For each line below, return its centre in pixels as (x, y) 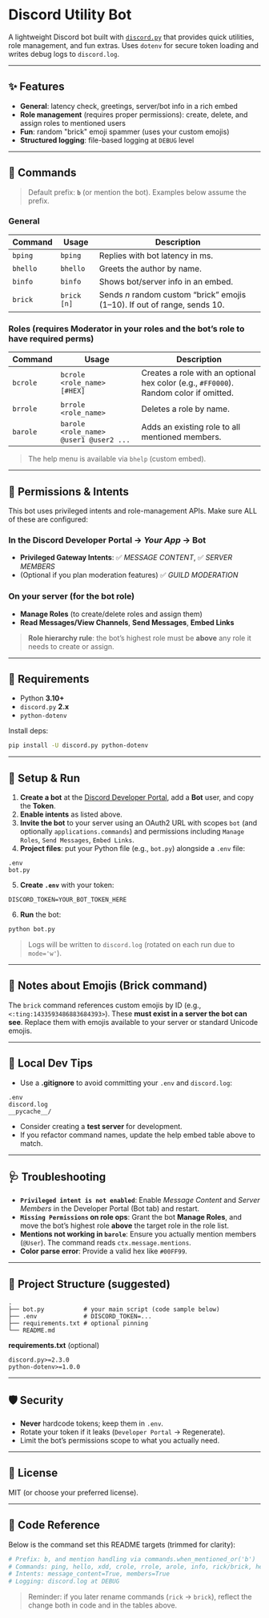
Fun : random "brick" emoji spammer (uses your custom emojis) (124, 131)
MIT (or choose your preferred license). (73, 1492)
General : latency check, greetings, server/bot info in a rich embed (129, 106)
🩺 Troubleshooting (57, 1177)
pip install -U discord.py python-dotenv (78, 746)
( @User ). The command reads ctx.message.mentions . (106, 1243)
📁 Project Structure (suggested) (89, 1284)
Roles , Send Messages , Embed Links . (77, 840)
